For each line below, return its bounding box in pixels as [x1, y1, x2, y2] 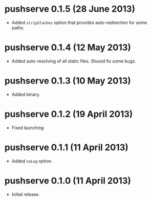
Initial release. [11, 191, 40, 197]
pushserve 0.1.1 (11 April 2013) [4, 142, 129, 153]
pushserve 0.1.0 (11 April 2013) [4, 175, 131, 186]
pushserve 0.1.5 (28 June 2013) [4, 3, 135, 15]
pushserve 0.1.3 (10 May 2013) [4, 75, 131, 87]
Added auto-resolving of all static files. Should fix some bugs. [11, 58, 136, 64]
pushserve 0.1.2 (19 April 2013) [4, 109, 133, 119]
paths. [11, 24, 25, 30]
